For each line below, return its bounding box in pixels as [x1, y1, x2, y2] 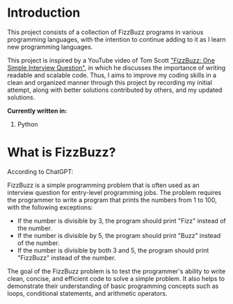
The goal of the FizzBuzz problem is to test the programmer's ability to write [7, 266, 226, 275]
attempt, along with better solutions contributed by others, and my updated [7, 86, 223, 94]
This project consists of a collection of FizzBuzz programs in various [7, 28, 204, 36]
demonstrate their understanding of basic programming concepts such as [7, 282, 219, 290]
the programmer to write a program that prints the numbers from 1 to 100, [7, 195, 217, 204]
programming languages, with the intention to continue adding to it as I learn [7, 35, 226, 43]
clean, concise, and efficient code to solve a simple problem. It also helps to [7, 274, 225, 282]
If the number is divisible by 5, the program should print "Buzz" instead [17, 231, 221, 239]
